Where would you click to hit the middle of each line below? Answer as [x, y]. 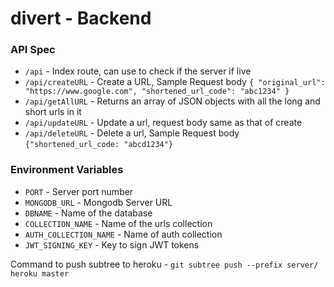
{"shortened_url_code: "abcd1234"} [99, 145]
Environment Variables [67, 170]
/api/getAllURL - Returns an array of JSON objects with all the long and [172, 101]
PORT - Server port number [79, 191]
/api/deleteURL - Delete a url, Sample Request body [132, 133]
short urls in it [53, 112]
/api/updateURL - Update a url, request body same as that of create [163, 123]
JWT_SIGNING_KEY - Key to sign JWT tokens [112, 244]
